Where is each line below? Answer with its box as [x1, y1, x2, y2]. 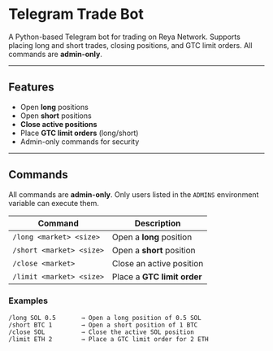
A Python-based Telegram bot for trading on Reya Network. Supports [8, 32, 241, 42]
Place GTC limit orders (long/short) [19, 128, 139, 138]
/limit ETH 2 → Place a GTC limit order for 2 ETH [8, 335, 209, 343]
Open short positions [19, 111, 92, 121]
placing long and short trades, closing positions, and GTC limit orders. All [8, 40, 253, 50]
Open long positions [19, 102, 89, 112]
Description [134, 217, 181, 229]
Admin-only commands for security [19, 136, 140, 147]
